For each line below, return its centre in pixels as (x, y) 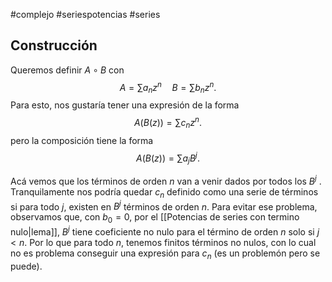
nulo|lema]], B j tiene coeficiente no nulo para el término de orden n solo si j (165, 231)
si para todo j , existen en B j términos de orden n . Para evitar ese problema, (164, 206)
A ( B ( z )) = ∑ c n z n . (168, 123)
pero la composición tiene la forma (82, 140)
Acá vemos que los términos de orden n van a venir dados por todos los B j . (166, 180)
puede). (26, 266)
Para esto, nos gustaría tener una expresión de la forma (125, 105)
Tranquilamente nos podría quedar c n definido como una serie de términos (164, 192)
